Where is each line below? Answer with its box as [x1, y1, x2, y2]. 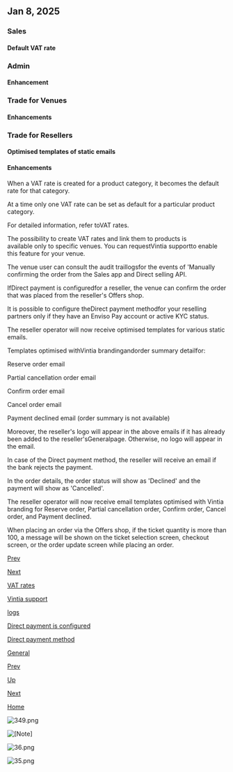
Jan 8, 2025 [7, 6, 61, 17]
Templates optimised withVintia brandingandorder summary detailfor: [7, 346, 206, 355]
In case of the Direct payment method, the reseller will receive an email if [7, 456, 217, 464]
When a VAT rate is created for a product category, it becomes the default [7, 179, 219, 187]
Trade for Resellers [7, 130, 73, 140]
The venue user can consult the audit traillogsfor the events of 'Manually [7, 263, 216, 271]
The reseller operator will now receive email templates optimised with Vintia [7, 497, 224, 506]
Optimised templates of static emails [7, 148, 116, 156]
